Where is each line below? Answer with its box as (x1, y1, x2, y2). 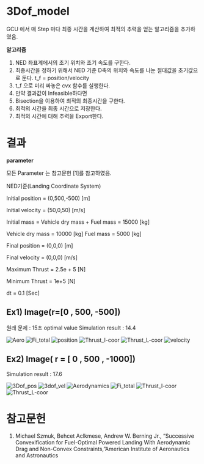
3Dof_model (6, 4, 70, 18)
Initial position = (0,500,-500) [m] (6, 194, 90, 202)
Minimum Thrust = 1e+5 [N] (6, 277, 76, 285)
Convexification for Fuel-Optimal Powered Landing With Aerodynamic (15, 439, 191, 446)
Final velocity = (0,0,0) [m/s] (6, 254, 78, 261)
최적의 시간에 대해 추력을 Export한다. (15, 112, 104, 120)
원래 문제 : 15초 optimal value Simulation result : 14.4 (6, 324, 136, 331)
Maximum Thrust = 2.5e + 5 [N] (6, 265, 86, 273)
